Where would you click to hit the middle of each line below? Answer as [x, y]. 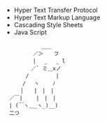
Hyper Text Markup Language [57, 17]
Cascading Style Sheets [48, 25]
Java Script [30, 32]
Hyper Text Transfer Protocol [56, 10]
